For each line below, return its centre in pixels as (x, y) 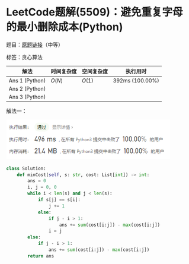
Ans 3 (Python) (27, 97)
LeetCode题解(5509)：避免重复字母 (94, 12)
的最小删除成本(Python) (65, 27)
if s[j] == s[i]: (59, 200)
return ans (41, 256)
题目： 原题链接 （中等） (35, 44)
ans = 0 (37, 181)
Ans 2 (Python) (27, 88)
